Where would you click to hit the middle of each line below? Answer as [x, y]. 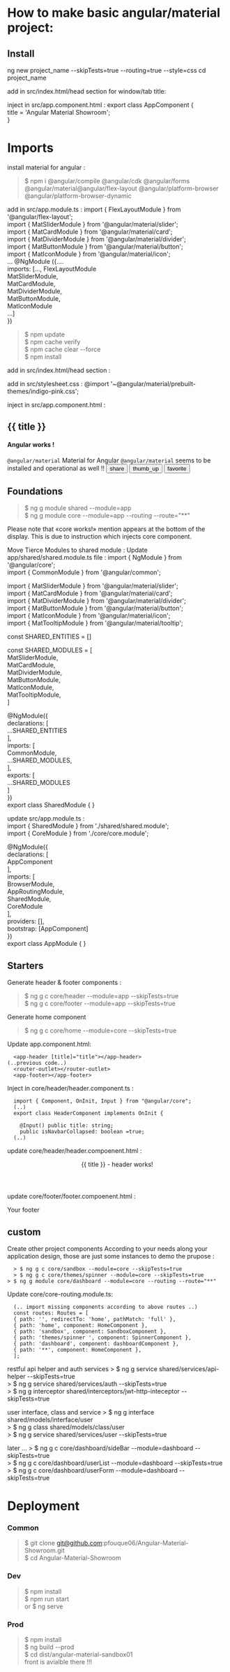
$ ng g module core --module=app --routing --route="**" [107, 516]
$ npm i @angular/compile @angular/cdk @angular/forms [107, 180]
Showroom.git [44, 1550]
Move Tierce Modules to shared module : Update [77, 550]
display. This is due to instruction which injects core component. [100, 537]
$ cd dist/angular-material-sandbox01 [78, 1655]
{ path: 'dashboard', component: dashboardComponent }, [96, 1344]
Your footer [23, 1210]
